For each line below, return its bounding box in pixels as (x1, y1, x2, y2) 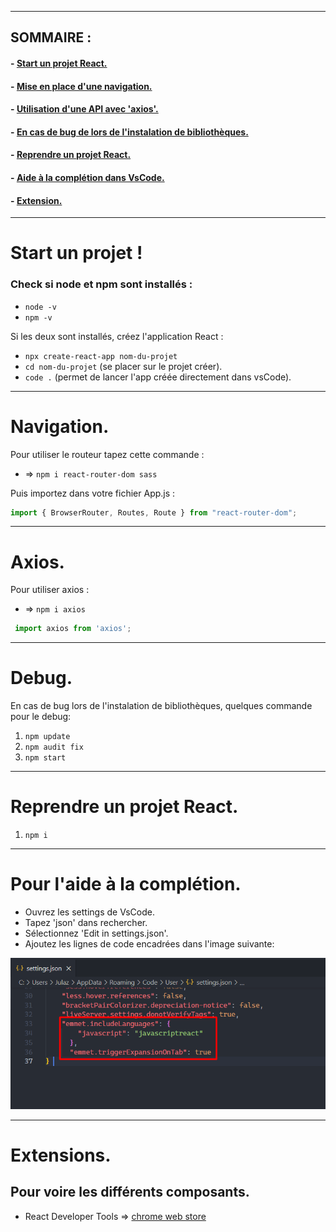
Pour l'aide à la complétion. (10, 873, 242, 896)
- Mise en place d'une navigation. (10, 80, 153, 92)
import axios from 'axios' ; (14, 624, 132, 634)
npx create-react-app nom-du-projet (24, 351, 178, 361)
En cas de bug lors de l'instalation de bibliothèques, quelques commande (10, 700, 313, 712)
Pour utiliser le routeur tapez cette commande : (10, 448, 205, 460)
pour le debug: (10, 711, 72, 723)
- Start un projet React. (10, 57, 108, 69)
